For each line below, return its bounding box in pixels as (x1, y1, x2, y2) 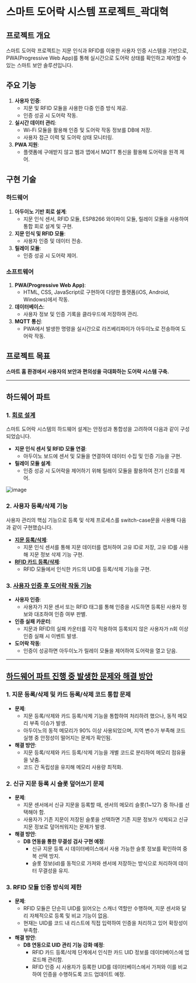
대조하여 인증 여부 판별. (34, 610, 87, 618)
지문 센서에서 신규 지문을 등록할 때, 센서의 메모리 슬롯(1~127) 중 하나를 (23, 801, 184, 808)
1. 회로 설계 (6, 411, 36, 419)
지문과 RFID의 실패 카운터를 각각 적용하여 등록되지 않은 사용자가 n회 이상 (23, 625, 188, 632)
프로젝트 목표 (6, 351, 51, 361)
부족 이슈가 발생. (29, 720, 67, 727)
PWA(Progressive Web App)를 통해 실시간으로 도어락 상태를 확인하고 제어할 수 (6, 54, 187, 61)
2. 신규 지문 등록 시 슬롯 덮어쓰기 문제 (6, 779, 104, 787)
